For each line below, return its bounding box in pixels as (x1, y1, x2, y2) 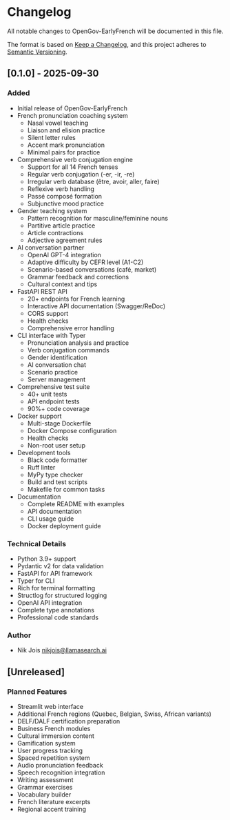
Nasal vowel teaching (27, 119, 89, 127)
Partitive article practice (27, 221, 96, 230)
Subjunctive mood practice (27, 199, 105, 208)
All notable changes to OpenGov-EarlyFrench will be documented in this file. (7, 27, 224, 35)
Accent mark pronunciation (27, 141, 105, 149)
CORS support (27, 309, 69, 317)
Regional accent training (17, 805, 87, 813)
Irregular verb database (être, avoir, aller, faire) (27, 177, 160, 186)
